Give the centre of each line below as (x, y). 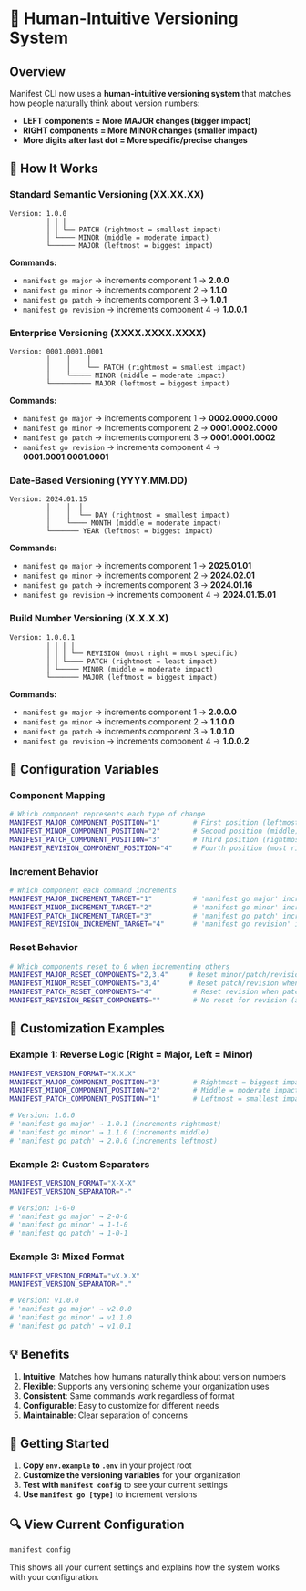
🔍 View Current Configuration (97, 1524)
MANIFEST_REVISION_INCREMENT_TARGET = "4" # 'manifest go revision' (150, 924)
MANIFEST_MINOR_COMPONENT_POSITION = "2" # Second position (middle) (154, 831)
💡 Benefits (40, 1355)
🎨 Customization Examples (87, 1029)
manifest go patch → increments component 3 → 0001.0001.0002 (149, 437)
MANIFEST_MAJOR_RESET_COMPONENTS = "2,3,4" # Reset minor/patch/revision (156, 975)
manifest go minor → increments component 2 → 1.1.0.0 (128, 721)
